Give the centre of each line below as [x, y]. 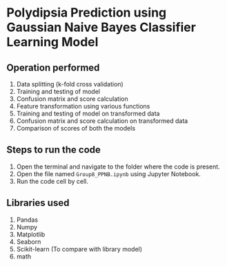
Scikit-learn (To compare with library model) [79, 249]
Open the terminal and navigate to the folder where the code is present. [118, 167]
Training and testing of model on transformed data [88, 113]
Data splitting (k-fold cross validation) [70, 84]
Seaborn [29, 241]
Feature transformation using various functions [83, 106]
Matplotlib [31, 234]
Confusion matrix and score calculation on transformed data [102, 121]
